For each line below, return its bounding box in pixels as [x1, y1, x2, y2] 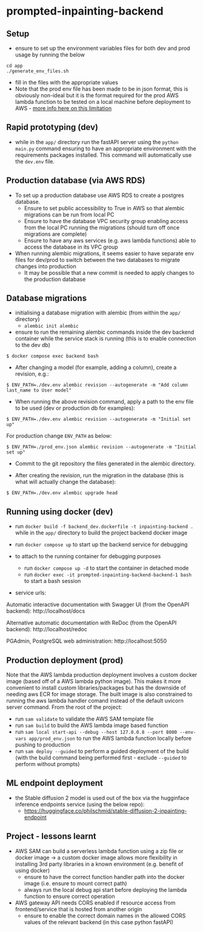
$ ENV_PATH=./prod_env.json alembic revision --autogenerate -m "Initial [6, 444, 197, 450]
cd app [6, 63, 23, 69]
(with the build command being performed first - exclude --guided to [15, 754, 187, 761]
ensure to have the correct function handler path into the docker [24, 873, 185, 880]
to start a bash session [24, 578, 81, 585]
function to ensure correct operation [24, 892, 115, 900]
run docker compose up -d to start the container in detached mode [24, 564, 189, 572]
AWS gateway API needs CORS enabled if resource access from [15, 899, 176, 906]
